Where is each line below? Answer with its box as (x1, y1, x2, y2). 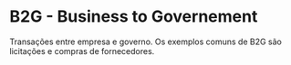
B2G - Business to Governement (9, 6, 258, 27)
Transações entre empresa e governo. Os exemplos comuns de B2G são (9, 36, 283, 47)
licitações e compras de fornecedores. (9, 45, 155, 56)
